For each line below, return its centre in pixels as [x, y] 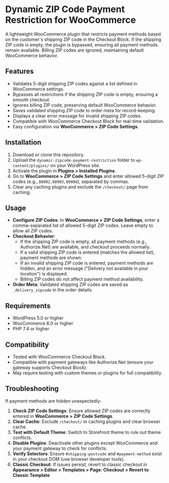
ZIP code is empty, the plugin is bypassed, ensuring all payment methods [81, 44]
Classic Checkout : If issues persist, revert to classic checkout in [80, 464]
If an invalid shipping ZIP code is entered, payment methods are [87, 263]
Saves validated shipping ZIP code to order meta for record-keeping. [84, 110]
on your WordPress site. [75, 165]
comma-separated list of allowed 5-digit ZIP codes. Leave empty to [83, 225]
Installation [23, 142]
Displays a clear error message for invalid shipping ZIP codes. [77, 116]
